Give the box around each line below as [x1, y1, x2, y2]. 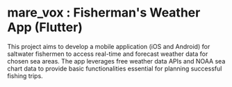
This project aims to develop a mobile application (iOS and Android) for [7, 42, 210, 50]
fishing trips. [7, 71, 43, 80]
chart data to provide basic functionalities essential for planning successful [7, 64, 222, 72]
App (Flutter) [7, 19, 83, 35]
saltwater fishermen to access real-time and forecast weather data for [7, 50, 208, 58]
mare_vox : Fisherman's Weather [7, 5, 201, 21]
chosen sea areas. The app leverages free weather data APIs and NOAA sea [7, 57, 226, 65]
